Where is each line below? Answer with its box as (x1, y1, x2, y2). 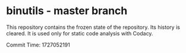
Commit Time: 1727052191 (6, 41, 70, 48)
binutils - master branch (6, 4, 128, 18)
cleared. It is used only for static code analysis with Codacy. (6, 29, 153, 37)
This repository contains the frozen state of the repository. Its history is (6, 24, 180, 31)
